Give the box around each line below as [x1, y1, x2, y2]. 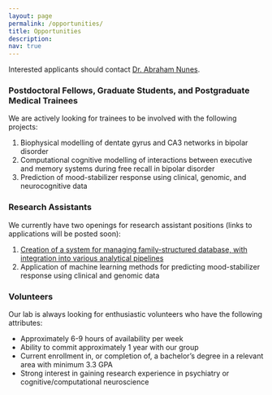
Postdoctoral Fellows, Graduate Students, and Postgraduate [8, 85, 250, 96]
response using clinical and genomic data [19, 270, 160, 280]
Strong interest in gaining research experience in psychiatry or [19, 368, 230, 379]
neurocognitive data [19, 181, 88, 191]
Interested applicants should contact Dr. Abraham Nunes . [8, 64, 201, 74]
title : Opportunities [8, 27, 82, 35]
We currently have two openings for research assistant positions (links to [8, 220, 253, 230]
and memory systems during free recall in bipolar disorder [19, 164, 215, 173]
